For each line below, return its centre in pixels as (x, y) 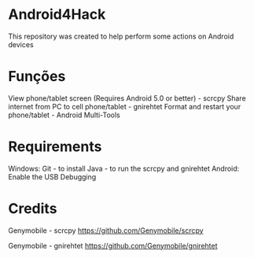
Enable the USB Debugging (52, 177)
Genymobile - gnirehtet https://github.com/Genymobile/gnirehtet (113, 245)
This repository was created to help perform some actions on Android (121, 36)
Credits (33, 208)
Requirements (55, 147)
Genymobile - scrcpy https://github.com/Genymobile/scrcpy (106, 230)
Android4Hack (57, 15)
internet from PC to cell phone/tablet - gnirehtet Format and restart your (125, 106)
